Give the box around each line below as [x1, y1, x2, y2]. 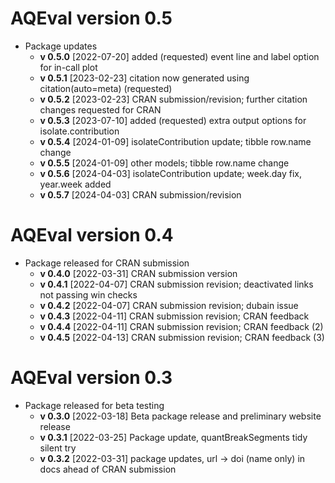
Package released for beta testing [24, 399, 165, 411]
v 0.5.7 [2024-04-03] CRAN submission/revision [39, 188, 242, 201]
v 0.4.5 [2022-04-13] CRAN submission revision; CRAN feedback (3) [39, 331, 325, 343]
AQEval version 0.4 [10, 224, 174, 247]
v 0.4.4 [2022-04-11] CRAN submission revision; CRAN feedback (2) [39, 320, 324, 332]
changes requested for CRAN [39, 103, 162, 116]
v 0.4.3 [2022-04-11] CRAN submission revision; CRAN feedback [39, 310, 310, 322]
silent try [39, 442, 77, 454]
